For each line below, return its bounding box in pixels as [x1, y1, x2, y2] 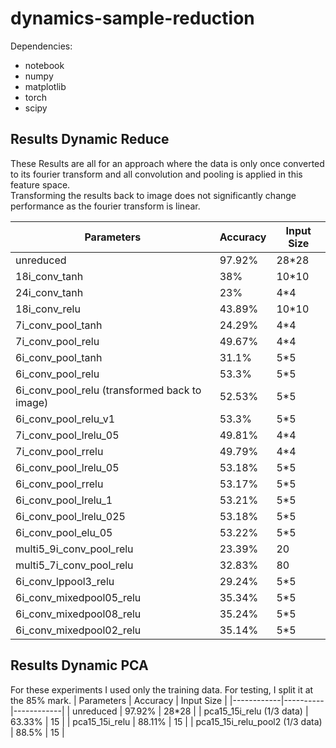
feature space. [10, 178, 71, 191]
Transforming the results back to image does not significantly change [10, 189, 297, 201]
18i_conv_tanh [15, 269, 84, 283]
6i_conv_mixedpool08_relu [15, 607, 142, 621]
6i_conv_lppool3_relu [15, 574, 115, 588]
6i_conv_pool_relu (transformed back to [15, 383, 202, 397]
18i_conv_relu [15, 302, 81, 316]
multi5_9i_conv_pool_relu [15, 542, 134, 556]
